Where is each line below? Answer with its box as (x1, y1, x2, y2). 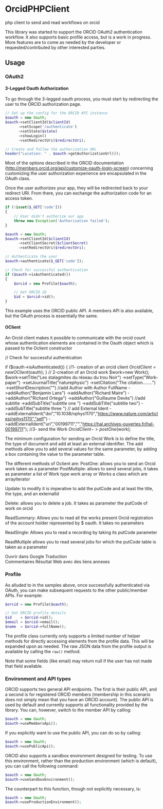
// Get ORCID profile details (5, 611, 67, 616)
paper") (5, 380, 21, 385)
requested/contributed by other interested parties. (5, 44, 106, 50)
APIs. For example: (5, 592, 43, 598)
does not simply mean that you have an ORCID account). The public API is (5, 697, 154, 703)
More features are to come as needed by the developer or (5, 39, 121, 45)
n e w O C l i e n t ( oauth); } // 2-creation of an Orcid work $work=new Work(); (5, 369, 150, 375)
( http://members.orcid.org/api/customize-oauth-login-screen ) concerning (5, 165, 153, 171)
